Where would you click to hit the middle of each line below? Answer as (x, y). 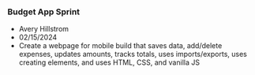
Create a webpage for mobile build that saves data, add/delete (120, 46)
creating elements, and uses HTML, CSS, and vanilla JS (109, 62)
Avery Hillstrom (43, 29)
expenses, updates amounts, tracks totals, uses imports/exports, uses (133, 54)
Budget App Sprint (44, 12)
